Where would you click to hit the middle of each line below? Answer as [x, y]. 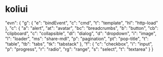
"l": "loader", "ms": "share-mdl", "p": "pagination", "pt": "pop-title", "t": [77, 39]
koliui [17, 9]
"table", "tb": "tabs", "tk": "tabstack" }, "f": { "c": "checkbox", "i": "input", [79, 44]
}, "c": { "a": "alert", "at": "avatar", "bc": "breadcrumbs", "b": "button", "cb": [82, 28]
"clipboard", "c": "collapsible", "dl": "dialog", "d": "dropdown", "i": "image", [81, 33]
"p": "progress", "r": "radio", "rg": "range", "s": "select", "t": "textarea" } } [80, 49]
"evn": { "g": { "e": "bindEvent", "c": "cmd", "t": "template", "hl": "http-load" [81, 23]
